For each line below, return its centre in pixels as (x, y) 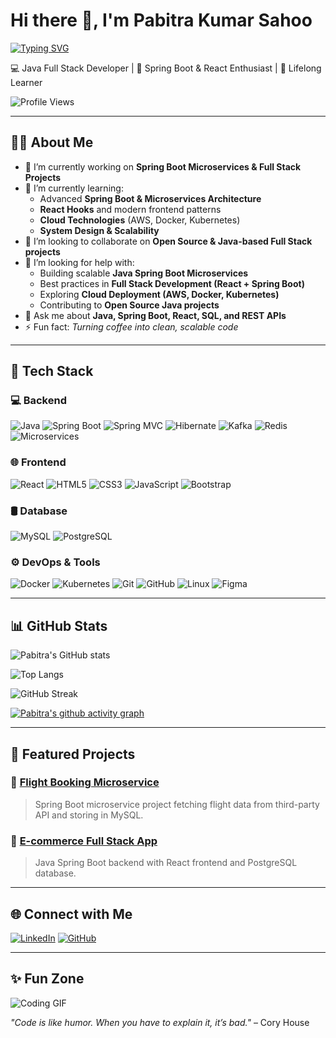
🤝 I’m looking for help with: (79, 262)
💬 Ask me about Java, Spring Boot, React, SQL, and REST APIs (155, 315)
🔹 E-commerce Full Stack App (84, 841)
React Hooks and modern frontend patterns (130, 209)
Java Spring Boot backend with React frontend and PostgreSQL (166, 863)
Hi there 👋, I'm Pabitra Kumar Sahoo (161, 20)
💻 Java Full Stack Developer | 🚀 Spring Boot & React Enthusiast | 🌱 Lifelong (166, 68)
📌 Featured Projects (73, 754)
